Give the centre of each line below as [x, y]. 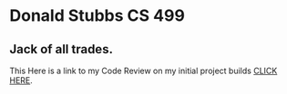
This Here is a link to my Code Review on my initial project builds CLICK [143, 70]
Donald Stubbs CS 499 [97, 16]
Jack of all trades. [61, 49]
